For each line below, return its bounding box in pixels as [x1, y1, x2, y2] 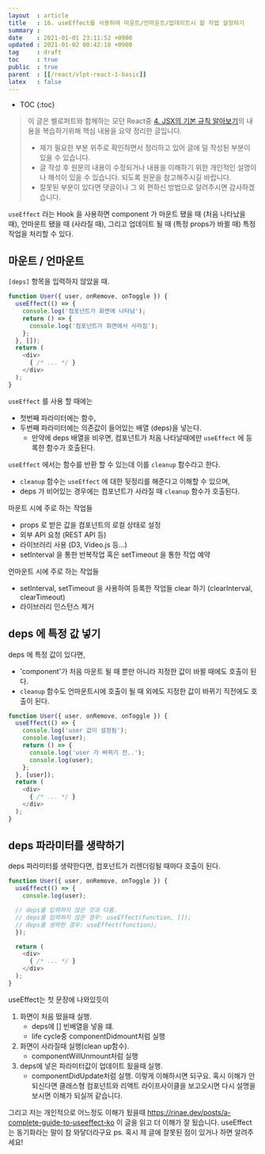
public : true [8, 63, 59, 71]
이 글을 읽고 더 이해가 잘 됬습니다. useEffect [115, 1118, 252, 1127]
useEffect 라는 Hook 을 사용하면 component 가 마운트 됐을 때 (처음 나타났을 [8, 209, 247, 219]
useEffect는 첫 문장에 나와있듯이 [8, 995, 109, 1004]
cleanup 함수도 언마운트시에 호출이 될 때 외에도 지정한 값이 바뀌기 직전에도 [19, 686, 249, 695]
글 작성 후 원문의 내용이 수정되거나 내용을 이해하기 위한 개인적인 [39, 162, 236, 172]
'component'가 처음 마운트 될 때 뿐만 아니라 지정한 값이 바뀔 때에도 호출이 [19, 666, 249, 676]
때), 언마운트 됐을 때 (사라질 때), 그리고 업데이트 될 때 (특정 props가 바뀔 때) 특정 [8, 219, 256, 228]
